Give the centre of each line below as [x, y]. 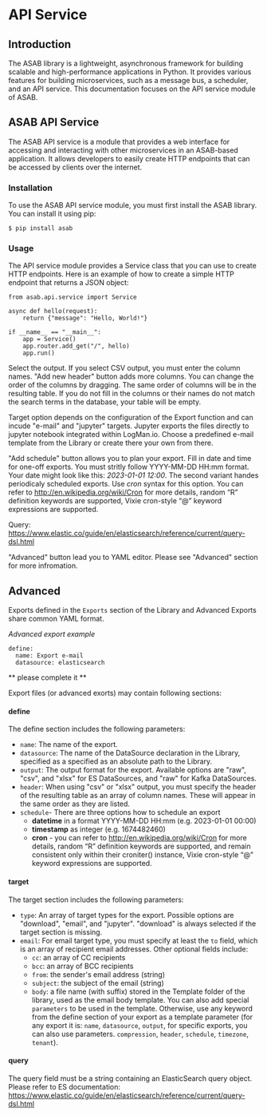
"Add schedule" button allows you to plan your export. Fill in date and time [130, 459]
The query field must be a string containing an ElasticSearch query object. [130, 1078]
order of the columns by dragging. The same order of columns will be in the [132, 385]
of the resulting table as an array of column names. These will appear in [137, 796]
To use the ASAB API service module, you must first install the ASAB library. [133, 205]
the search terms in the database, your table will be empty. [105, 402]
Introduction [40, 44]
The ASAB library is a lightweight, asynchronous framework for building [126, 63]
